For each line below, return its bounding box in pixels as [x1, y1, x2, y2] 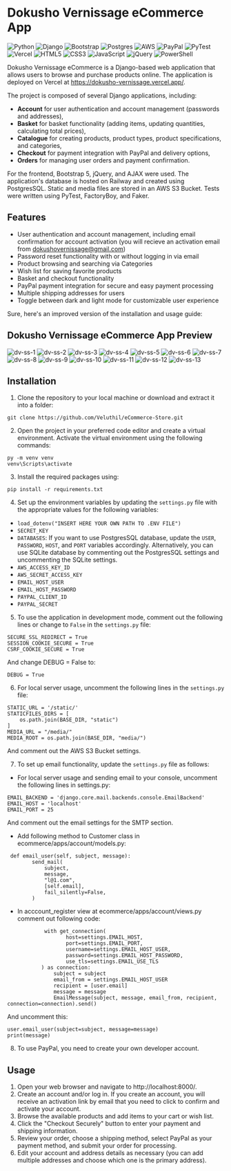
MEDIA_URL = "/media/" [7, 728, 72, 736]
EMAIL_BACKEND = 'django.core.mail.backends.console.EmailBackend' [7, 794, 205, 802]
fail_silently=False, [43, 889, 107, 896]
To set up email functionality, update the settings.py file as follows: [17, 760, 210, 768]
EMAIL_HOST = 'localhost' [7, 800, 81, 807]
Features [7, 212, 46, 223]
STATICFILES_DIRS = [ [7, 710, 70, 717]
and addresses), [17, 112, 64, 120]
